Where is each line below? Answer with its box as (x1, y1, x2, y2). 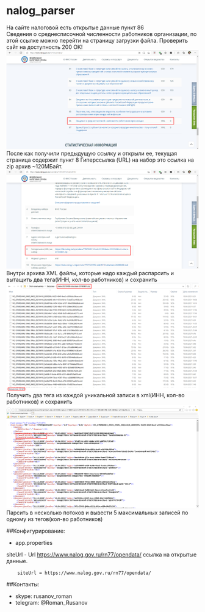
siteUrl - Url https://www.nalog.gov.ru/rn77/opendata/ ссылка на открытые (6, 550, 197, 558)
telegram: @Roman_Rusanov (15, 599, 88, 606)
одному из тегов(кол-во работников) (6, 515, 103, 522)
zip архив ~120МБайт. (6, 163, 63, 170)
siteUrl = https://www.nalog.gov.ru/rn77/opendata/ (17, 570, 151, 576)
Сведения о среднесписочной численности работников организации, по (6, 30, 197, 37)
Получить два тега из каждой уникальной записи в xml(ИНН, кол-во (6, 392, 185, 399)
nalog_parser (6, 4, 75, 18)
